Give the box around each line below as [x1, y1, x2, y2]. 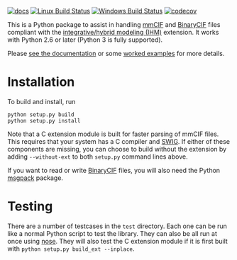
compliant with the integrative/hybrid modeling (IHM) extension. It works [7, 28, 219, 36]
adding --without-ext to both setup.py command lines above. [7, 152, 188, 161]
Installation [7, 74, 75, 90]
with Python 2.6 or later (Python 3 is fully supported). [7, 35, 163, 44]
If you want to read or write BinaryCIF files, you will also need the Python [7, 166, 221, 174]
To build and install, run [7, 97, 76, 106]
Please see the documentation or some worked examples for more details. [7, 50, 225, 57]
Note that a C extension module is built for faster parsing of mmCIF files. [7, 130, 219, 138]
